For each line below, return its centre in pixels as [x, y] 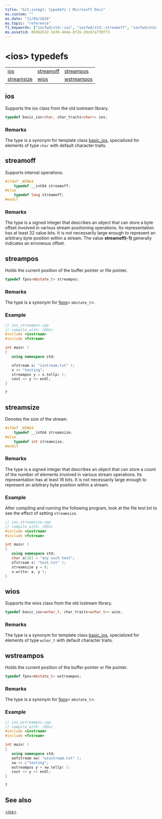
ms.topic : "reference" [28, 23]
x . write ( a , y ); [29, 572]
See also [18, 800]
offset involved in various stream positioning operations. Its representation [80, 228]
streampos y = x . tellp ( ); [39, 374]
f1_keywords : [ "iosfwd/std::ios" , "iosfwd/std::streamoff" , [67, 28]
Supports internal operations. [34, 172]
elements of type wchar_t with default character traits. [59, 640]
